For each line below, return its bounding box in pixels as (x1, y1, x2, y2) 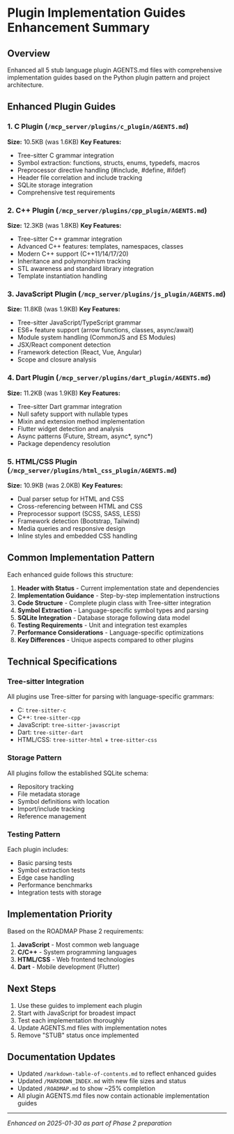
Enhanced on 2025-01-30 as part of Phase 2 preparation (7, 1119, 172, 1128)
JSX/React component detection (17, 341, 111, 349)
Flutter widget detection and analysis (17, 424, 124, 433)
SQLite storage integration (17, 180, 93, 189)
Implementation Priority (7, 908, 113, 920)
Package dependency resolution (17, 439, 111, 447)
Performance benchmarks (17, 880, 93, 889)
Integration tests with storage (17, 888, 102, 896)
